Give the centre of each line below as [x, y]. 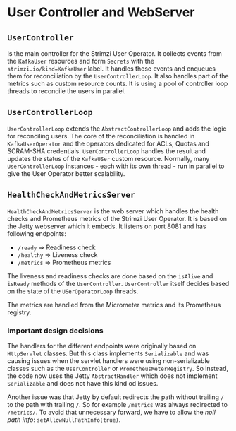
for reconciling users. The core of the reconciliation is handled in [101, 136]
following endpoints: [37, 233]
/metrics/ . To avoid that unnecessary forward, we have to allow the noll [112, 412]
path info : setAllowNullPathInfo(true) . [64, 419]
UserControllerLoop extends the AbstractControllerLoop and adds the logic [117, 129]
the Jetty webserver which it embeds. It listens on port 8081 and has [107, 226]
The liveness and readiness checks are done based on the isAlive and [110, 276]
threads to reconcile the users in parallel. [67, 91]
